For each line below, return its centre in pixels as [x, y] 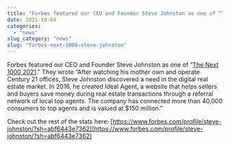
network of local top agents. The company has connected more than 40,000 [115, 101]
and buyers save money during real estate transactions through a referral [110, 94]
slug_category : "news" [39, 39]
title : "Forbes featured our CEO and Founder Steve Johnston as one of [111, 13]
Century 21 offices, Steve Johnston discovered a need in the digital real [108, 79]
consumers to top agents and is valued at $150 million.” [85, 108]
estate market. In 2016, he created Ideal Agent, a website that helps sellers [112, 86]
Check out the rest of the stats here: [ [60, 121]
